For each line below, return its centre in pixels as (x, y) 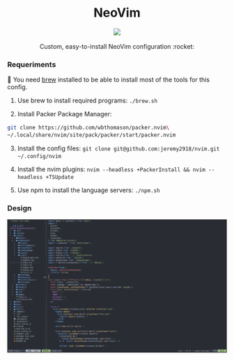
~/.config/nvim (39, 156)
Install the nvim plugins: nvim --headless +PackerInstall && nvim (111, 169)
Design (19, 208)
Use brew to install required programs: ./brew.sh (87, 101)
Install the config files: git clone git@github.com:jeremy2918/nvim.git (118, 148)
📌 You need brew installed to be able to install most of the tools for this (109, 80)
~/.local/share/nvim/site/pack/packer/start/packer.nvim (92, 135)
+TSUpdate (60, 177)
